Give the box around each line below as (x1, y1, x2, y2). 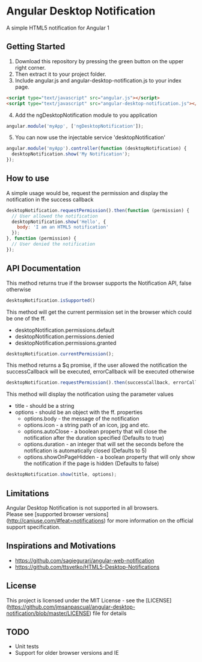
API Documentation (6, 263, 81, 273)
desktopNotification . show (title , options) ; (6, 472, 117, 478)
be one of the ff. (6, 314, 46, 322)
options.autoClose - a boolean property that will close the (23, 428, 167, 435)
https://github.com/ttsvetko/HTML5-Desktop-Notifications (14, 563, 160, 570)
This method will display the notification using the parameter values (6, 390, 174, 398)
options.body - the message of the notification (23, 415, 139, 422)
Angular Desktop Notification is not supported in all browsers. (6, 504, 159, 511)
